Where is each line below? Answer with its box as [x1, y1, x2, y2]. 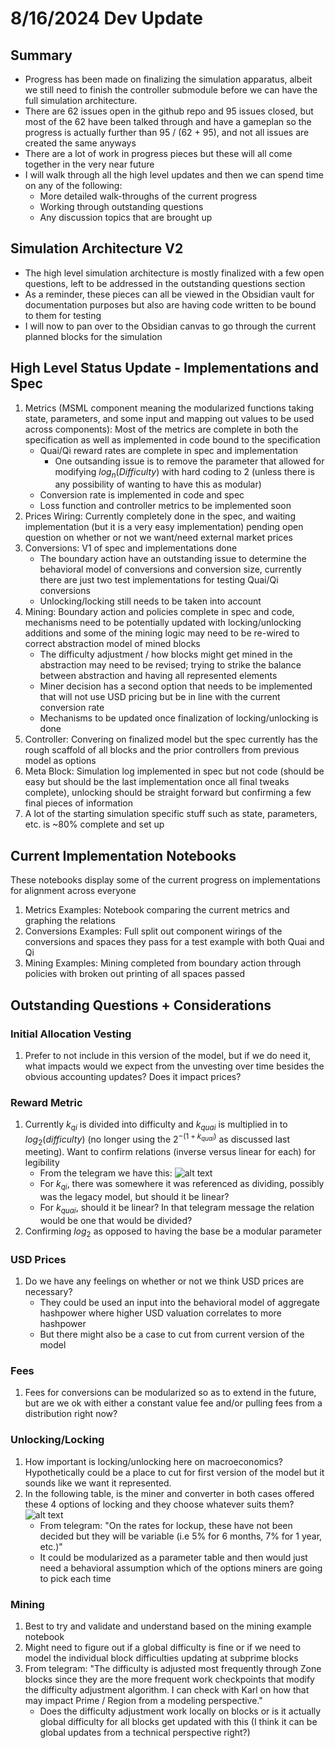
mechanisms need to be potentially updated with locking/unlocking [24, 617, 302, 629]
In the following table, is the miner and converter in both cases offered [24, 1487, 315, 1499]
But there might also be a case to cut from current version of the [39, 1328, 305, 1341]
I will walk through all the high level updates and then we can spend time [24, 169, 325, 181]
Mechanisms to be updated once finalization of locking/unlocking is [39, 712, 319, 724]
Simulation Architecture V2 [10, 240, 184, 257]
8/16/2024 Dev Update [10, 7, 204, 30]
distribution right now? [24, 1408, 118, 1420]
